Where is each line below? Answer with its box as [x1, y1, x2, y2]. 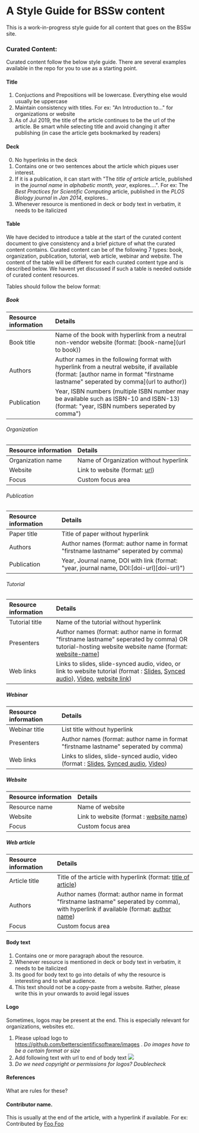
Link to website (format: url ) [77, 466, 155, 474]
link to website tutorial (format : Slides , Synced [56, 667, 185, 675]
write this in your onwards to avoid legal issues [14, 990, 129, 997]
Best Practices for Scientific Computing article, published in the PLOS [14, 188, 185, 195]
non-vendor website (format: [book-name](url [55, 338, 186, 346]
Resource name [9, 803, 53, 811]
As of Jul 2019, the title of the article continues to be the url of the [14, 117, 176, 124]
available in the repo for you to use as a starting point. [6, 65, 138, 72]
